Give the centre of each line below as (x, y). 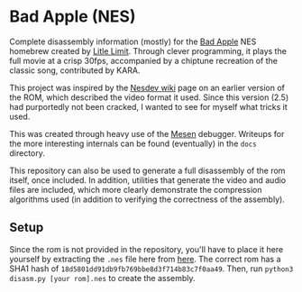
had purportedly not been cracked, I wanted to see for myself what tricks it (149, 106)
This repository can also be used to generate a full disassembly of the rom (147, 170)
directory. (27, 153)
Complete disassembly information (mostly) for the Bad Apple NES (133, 41)
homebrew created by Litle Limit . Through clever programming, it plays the (148, 50)
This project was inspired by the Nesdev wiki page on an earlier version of (147, 87)
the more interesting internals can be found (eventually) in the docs (133, 143)
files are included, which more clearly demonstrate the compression (136, 189)
